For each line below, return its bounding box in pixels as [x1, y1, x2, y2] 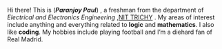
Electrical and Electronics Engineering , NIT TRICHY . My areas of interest [7, 13, 215, 21]
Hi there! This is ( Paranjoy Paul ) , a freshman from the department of [7, 6, 204, 14]
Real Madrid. [7, 35, 43, 43]
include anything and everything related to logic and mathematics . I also [7, 21, 214, 28]
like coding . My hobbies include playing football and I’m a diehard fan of [7, 28, 212, 36]
